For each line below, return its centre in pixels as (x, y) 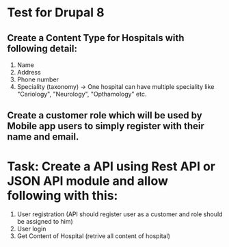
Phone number (38, 79)
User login (31, 229)
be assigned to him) (45, 222)
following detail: (42, 48)
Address (29, 72)
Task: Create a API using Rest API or (111, 166)
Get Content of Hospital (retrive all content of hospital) (94, 236)
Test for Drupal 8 (56, 13)
